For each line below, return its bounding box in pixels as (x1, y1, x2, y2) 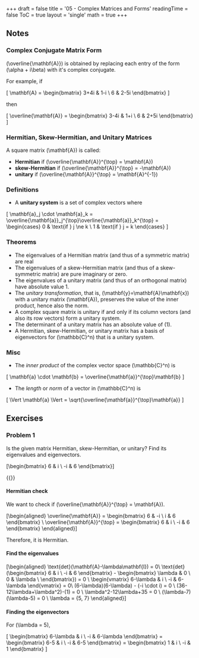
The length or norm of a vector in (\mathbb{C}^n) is (14, 384, 141, 392)
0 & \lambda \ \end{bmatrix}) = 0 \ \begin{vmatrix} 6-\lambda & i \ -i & (6, 576, 177, 583)
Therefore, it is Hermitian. (6, 536, 69, 543)
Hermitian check (6, 488, 48, 495)
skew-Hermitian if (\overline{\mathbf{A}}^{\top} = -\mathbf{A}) (14, 164, 171, 171)
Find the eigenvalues (6, 550, 59, 557)
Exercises (6, 414, 43, 424)
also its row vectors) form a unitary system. (14, 314, 121, 322)
